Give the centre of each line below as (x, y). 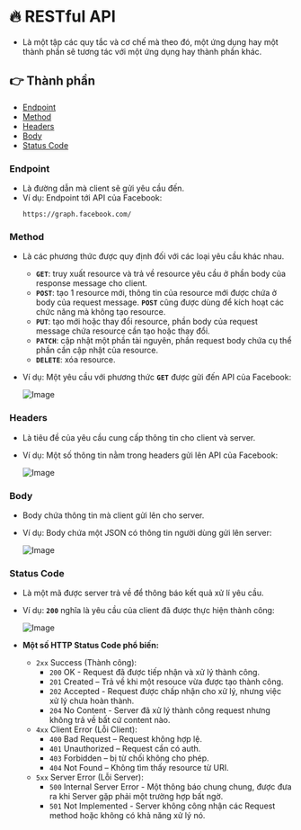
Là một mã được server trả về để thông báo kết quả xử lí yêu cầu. (143, 593)
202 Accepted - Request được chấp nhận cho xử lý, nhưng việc (165, 692)
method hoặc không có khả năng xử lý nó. (127, 816)
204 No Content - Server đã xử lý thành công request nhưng (160, 710)
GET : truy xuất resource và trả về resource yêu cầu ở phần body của (160, 274)
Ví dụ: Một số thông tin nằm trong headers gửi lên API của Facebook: (150, 455)
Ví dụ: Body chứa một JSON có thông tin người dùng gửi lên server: (147, 532)
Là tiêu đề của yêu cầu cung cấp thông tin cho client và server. (139, 437)
